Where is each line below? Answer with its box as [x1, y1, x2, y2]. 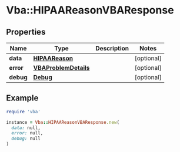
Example [6, 93, 39, 103]
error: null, [11, 130, 44, 136]
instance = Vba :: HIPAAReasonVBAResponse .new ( [6, 119, 119, 125]
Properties [6, 27, 46, 37]
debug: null [11, 136, 41, 141]
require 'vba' [6, 109, 41, 114]
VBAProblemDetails [33, 64, 90, 72]
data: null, [11, 124, 41, 131]
